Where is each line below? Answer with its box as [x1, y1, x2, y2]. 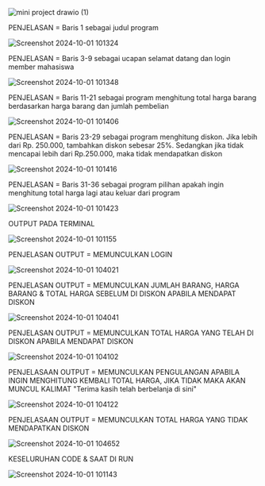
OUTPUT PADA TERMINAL [8, 219, 95, 228]
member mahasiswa [8, 62, 75, 71]
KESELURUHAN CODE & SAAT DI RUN [8, 454, 133, 464]
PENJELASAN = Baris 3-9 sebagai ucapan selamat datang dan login [8, 54, 231, 63]
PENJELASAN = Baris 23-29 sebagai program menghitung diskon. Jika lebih [8, 132, 258, 141]
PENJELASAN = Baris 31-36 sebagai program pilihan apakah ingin [8, 179, 225, 189]
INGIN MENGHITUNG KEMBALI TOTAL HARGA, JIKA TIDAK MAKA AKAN [8, 376, 246, 385]
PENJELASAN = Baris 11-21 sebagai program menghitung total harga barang [8, 93, 257, 102]
